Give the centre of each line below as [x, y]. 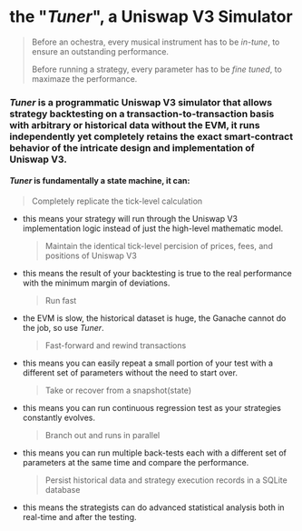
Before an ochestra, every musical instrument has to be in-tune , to [156, 42]
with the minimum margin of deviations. [96, 283]
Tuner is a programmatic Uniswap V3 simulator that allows [141, 102]
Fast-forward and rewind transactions [116, 346]
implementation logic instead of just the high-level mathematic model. [153, 228]
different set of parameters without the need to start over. [130, 373]
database [63, 490]
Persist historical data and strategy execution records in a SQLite [166, 480]
